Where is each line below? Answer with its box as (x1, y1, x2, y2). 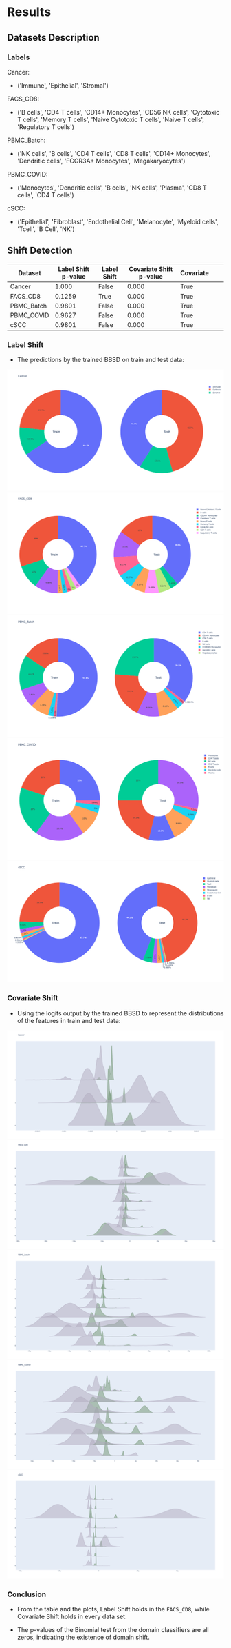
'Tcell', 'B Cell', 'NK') (16, 225, 75, 233)
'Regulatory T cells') (16, 122, 74, 131)
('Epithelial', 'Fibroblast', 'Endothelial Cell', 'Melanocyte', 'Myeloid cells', (16, 217, 219, 226)
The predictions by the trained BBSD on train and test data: (16, 356, 184, 364)
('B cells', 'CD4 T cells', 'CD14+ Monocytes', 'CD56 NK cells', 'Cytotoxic (16, 108, 220, 116)
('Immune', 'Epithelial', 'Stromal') (16, 81, 109, 90)
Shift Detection (7, 245, 74, 257)
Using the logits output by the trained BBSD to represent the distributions (16, 1009, 225, 1017)
